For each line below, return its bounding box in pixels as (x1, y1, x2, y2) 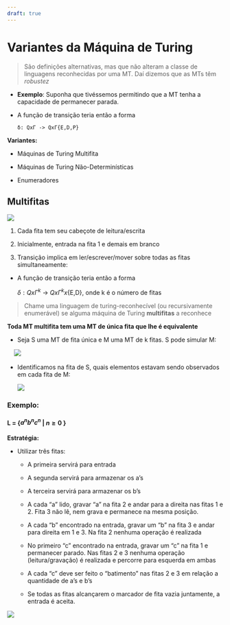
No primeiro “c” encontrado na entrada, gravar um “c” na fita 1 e (27, 541, 208, 550)
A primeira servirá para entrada (27, 460, 117, 469)
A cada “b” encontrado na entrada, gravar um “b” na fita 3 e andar (27, 521, 215, 529)
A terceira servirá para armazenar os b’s (27, 486, 141, 495)
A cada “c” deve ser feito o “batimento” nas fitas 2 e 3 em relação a (27, 569, 218, 577)
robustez (23, 77, 49, 85)
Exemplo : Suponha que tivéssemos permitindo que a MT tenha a (16, 90, 201, 98)
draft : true (7, 10, 41, 17)
